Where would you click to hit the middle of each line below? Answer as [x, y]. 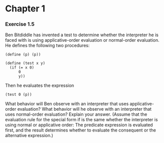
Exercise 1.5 [20, 24]
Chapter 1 [25, 9]
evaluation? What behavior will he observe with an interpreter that [84, 109]
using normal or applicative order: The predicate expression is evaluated [79, 125]
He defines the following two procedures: [48, 46]
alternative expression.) [29, 136]
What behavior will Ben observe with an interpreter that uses [67, 104]
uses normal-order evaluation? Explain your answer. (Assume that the [76, 114]
